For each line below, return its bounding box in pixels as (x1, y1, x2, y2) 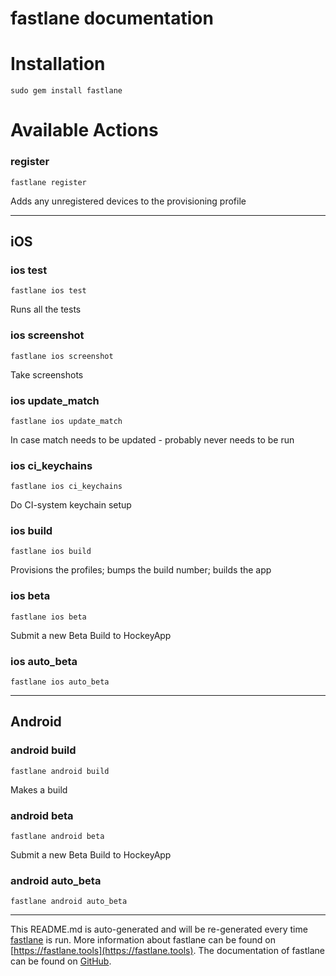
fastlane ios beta (10, 612, 87, 622)
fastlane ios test (10, 286, 87, 296)
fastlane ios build (10, 547, 92, 557)
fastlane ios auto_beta (10, 677, 110, 687)
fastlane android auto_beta (10, 897, 128, 907)
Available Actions (10, 119, 159, 142)
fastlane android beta (10, 832, 105, 842)
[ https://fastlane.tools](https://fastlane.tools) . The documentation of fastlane (10, 945, 325, 957)
